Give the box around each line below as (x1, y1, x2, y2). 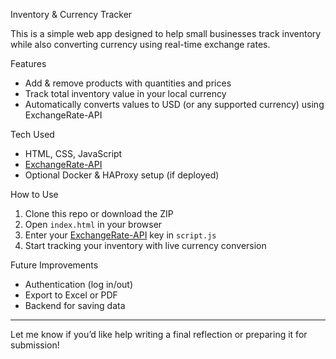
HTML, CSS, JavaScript (24, 148, 123, 159)
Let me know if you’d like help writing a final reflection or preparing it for (10, 329, 308, 340)
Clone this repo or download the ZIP (24, 208, 174, 219)
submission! (10, 339, 60, 351)
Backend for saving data (24, 300, 126, 311)
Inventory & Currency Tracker (10, 9, 133, 20)
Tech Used (10, 129, 55, 140)
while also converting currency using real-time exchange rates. (10, 39, 271, 50)
